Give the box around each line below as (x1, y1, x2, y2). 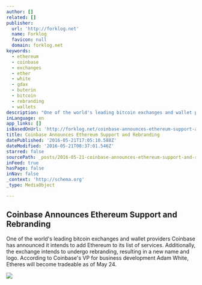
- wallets (11, 103, 36, 110)
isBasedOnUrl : (6, 126, 42, 132)
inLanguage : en (6, 115, 44, 121)
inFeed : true (6, 160, 39, 166)
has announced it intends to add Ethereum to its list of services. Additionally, (6, 241, 196, 248)
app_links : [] (6, 121, 42, 127)
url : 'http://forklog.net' (11, 25, 79, 32)
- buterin (11, 87, 36, 93)
